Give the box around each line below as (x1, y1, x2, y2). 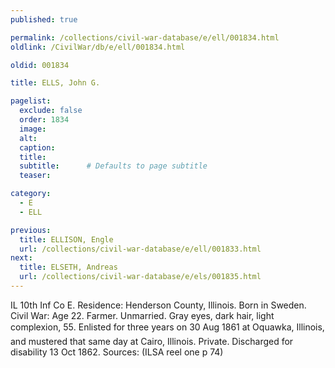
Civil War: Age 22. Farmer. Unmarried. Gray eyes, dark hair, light (10, 309, 275, 321)
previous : (10, 225, 52, 235)
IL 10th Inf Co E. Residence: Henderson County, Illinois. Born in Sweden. (10, 299, 307, 311)
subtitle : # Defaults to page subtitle (19, 161, 208, 171)
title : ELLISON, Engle (19, 234, 114, 245)
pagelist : (10, 96, 52, 106)
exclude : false (19, 106, 83, 116)
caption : (19, 142, 56, 153)
